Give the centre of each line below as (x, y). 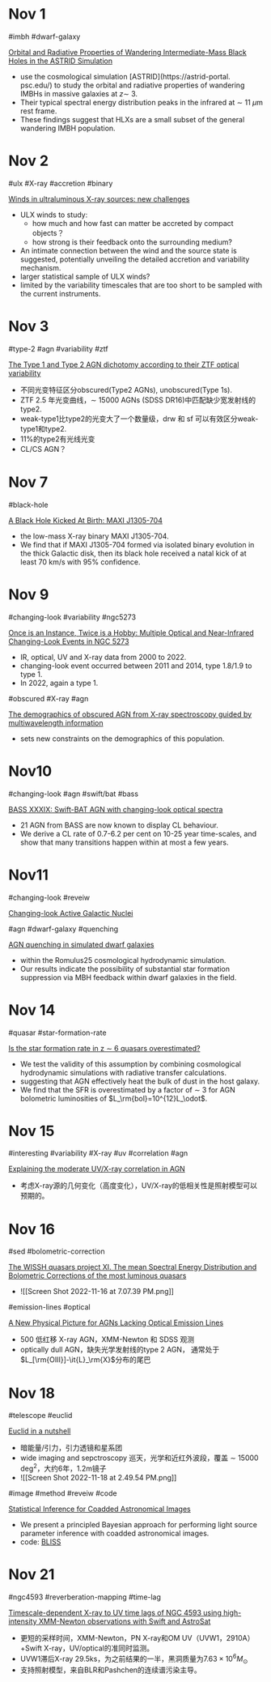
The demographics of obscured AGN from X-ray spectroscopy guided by (130, 714)
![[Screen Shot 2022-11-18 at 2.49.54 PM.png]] (98, 1477)
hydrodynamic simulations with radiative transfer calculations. (123, 1072)
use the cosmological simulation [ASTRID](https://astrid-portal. (125, 76)
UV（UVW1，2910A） (218, 1637)
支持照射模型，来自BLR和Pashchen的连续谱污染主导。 (111, 1670)
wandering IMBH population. (68, 128)
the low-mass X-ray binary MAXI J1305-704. (94, 536)
